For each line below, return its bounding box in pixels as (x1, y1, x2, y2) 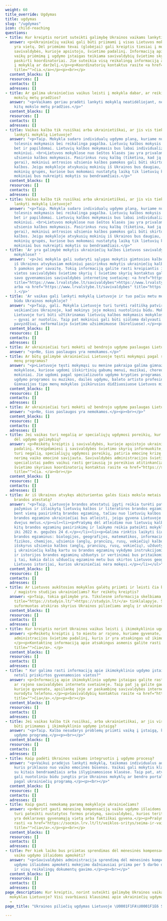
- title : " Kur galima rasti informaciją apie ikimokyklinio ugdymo (5, 668, 150, 673)
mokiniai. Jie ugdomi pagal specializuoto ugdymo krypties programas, (14, 372, 164, 377)
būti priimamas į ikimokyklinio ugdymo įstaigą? (14, 724, 117, 729)
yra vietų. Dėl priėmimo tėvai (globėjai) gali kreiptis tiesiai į (14, 44, 157, 49)
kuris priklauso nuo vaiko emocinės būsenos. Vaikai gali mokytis (14, 765, 155, 770)
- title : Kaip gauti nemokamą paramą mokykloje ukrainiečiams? (5, 802, 139, 807)
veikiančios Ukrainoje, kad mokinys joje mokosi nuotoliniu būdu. (14, 308, 155, 313)
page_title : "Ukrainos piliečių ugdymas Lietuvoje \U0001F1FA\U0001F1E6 (5, 904, 159, 909)
